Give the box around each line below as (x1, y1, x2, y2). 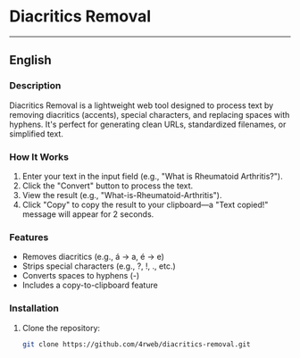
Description (9, 79, 62, 92)
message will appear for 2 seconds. (21, 208, 154, 220)
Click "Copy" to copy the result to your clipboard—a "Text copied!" (21, 199, 269, 210)
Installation (9, 302, 60, 314)
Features (9, 230, 49, 243)
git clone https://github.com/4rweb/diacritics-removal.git (21, 339, 251, 349)
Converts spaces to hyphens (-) (21, 271, 140, 281)
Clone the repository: (21, 322, 101, 333)
